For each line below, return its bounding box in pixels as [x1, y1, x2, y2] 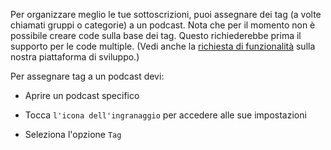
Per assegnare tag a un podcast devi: [10, 70, 165, 82]
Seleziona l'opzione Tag [24, 129, 122, 140]
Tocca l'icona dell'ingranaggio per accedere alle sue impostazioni [24, 109, 307, 121]
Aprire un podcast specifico [24, 90, 140, 101]
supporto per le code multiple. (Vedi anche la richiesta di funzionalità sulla [10, 40, 316, 52]
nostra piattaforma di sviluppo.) [10, 51, 140, 63]
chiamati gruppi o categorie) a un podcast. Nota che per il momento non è [10, 19, 316, 31]
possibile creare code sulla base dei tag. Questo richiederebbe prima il [10, 30, 302, 41]
